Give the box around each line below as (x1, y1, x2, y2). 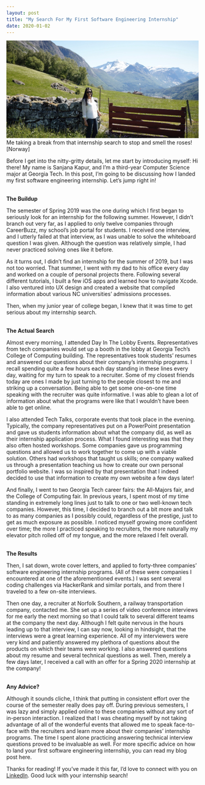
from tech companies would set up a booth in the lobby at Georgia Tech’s (6, 345, 190, 352)
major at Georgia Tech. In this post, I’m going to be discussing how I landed (6, 170, 195, 177)
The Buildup (6, 195, 38, 202)
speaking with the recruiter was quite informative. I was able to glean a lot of (6, 390, 199, 398)
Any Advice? (6, 683, 40, 690)
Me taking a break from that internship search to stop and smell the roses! (6, 138, 192, 146)
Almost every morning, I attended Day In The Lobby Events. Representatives (6, 338, 198, 346)
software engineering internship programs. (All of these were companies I (6, 568, 192, 575)
